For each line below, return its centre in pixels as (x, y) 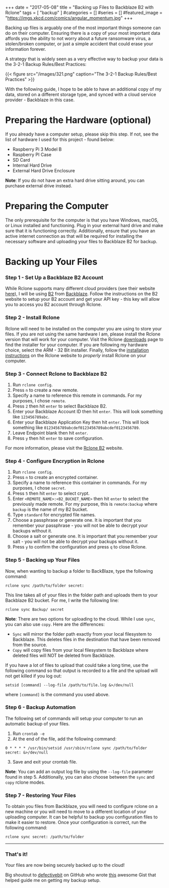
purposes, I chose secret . (39, 488)
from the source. (30, 645)
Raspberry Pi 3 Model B (37, 149)
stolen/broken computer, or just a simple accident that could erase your (79, 44)
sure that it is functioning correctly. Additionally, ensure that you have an (80, 231)
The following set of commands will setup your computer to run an (74, 718)
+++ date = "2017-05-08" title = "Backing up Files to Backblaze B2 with (79, 7)
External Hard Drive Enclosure (44, 170)
